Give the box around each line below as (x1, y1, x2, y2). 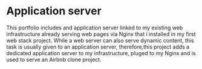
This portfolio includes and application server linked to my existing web (6, 24, 183, 31)
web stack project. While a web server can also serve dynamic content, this (6, 37, 195, 44)
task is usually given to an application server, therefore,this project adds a (6, 43, 190, 50)
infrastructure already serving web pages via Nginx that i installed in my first (6, 30, 196, 37)
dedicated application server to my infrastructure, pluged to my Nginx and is (6, 49, 196, 56)
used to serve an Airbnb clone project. (6, 56, 102, 63)
